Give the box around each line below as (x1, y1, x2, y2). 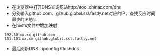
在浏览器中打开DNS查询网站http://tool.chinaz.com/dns (11, 4, 121, 10)
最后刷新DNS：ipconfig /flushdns (11, 46, 79, 51)
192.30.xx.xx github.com (4, 32, 55, 37)
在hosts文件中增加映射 (11, 22, 57, 28)
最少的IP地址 (11, 17, 38, 22)
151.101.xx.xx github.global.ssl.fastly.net (4, 37, 97, 41)
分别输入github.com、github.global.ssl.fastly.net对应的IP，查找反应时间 (11, 10, 156, 16)
